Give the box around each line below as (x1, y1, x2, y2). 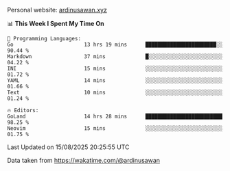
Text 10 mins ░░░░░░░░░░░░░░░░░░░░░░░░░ (7, 89, 223, 96)
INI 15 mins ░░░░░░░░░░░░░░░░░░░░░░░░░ (7, 65, 223, 72)
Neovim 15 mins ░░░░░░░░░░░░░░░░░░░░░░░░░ (7, 125, 223, 132)
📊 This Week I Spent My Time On (7, 20, 104, 27)
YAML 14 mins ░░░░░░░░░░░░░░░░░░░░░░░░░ (7, 77, 223, 84)
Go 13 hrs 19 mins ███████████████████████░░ (7, 41, 223, 48)
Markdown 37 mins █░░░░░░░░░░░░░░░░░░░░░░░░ (7, 53, 223, 60)
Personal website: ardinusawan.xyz (7, 6, 108, 14)
